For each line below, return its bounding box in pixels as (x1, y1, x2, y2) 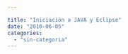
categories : (7, 29, 42, 36)
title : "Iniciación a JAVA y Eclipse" (7, 16, 122, 23)
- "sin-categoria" (13, 36, 69, 43)
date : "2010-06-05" (7, 22, 65, 30)
